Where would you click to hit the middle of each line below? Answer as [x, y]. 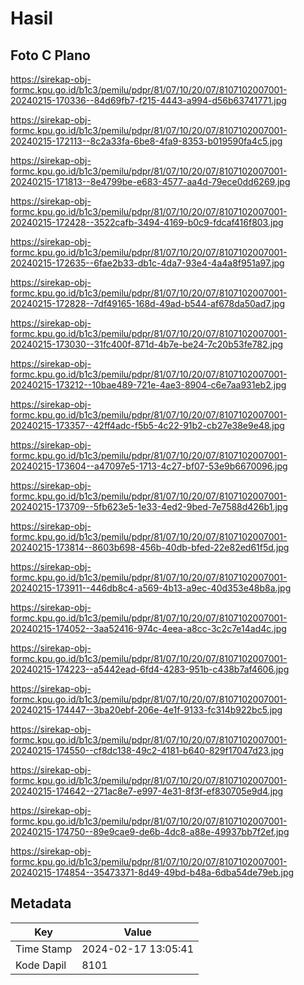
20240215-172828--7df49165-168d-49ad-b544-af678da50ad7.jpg [147, 303]
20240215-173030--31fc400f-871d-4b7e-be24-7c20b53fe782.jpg [147, 344]
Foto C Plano [50, 55]
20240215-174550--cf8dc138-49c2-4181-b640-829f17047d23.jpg [147, 750]
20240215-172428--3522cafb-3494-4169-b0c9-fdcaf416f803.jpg [147, 222]
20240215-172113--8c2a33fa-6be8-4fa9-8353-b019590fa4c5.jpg [146, 141]
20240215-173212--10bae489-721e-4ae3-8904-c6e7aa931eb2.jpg [148, 385]
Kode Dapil [41, 965]
